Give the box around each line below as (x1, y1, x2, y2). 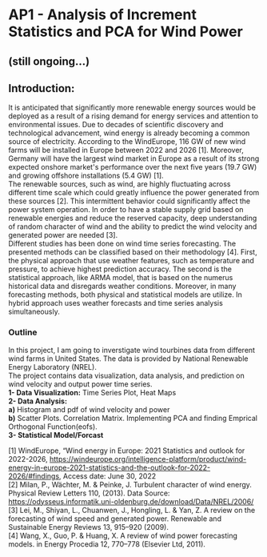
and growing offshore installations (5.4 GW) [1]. (8, 170, 164, 181)
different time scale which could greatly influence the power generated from (8, 188, 260, 198)
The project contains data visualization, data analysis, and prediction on (8, 371, 245, 380)
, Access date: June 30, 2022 (58, 471, 157, 481)
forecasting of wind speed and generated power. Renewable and (8, 514, 222, 523)
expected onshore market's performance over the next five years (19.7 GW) (8, 162, 257, 172)
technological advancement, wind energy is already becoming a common (8, 128, 250, 138)
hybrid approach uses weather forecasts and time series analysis (8, 299, 224, 308)
